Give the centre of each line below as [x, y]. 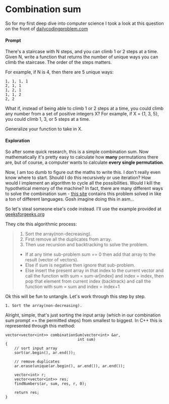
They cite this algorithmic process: [41, 224]
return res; [27, 393]
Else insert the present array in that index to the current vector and [94, 271]
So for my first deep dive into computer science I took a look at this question [84, 23]
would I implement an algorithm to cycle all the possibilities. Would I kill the [83, 183]
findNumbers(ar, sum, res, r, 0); [50, 384]
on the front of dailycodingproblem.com [47, 28]
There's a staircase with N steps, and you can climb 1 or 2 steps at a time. [82, 52]
